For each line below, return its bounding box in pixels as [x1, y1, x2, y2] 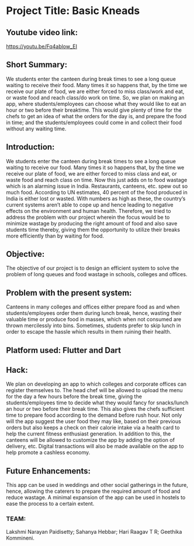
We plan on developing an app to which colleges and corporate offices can [6, 380, 187, 387]
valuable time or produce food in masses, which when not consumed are [6, 316, 182, 323]
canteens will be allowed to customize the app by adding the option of [6, 437, 175, 444]
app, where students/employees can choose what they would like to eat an [6, 100, 186, 107]
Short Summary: [6, 60, 68, 70]
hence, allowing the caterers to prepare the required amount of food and [6, 487, 181, 495]
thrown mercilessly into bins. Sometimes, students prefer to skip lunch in [6, 322, 181, 329]
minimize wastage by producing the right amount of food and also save [6, 219, 178, 226]
